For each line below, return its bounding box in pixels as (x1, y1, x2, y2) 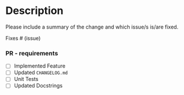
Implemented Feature (13, 62, 65, 69)
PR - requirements (5, 49, 58, 57)
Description (5, 4, 64, 17)
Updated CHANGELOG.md (13, 69, 68, 76)
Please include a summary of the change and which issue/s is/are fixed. (5, 23, 179, 30)
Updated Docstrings (13, 82, 63, 89)
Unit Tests (13, 76, 39, 83)
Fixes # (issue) (5, 34, 41, 41)
